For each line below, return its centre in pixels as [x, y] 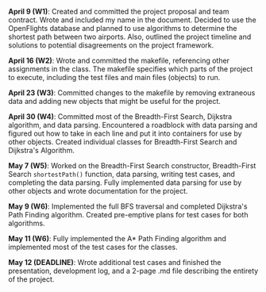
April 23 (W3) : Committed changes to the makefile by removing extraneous [132, 93]
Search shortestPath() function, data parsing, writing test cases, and [122, 174]
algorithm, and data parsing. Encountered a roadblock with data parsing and [133, 125]
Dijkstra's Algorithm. [42, 150]
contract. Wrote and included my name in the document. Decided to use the [132, 20]
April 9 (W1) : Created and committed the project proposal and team [119, 12]
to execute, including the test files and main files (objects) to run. [114, 77]
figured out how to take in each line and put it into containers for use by [125, 133]
